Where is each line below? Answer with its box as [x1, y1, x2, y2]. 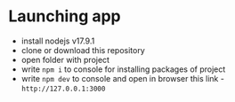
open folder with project [20, 54, 110, 65]
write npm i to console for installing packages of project [20, 64, 226, 75]
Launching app [8, 6, 121, 27]
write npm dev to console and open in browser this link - [20, 73, 224, 83]
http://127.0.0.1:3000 [20, 84, 106, 93]
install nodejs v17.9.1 [20, 35, 95, 46]
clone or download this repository [20, 44, 146, 55]
